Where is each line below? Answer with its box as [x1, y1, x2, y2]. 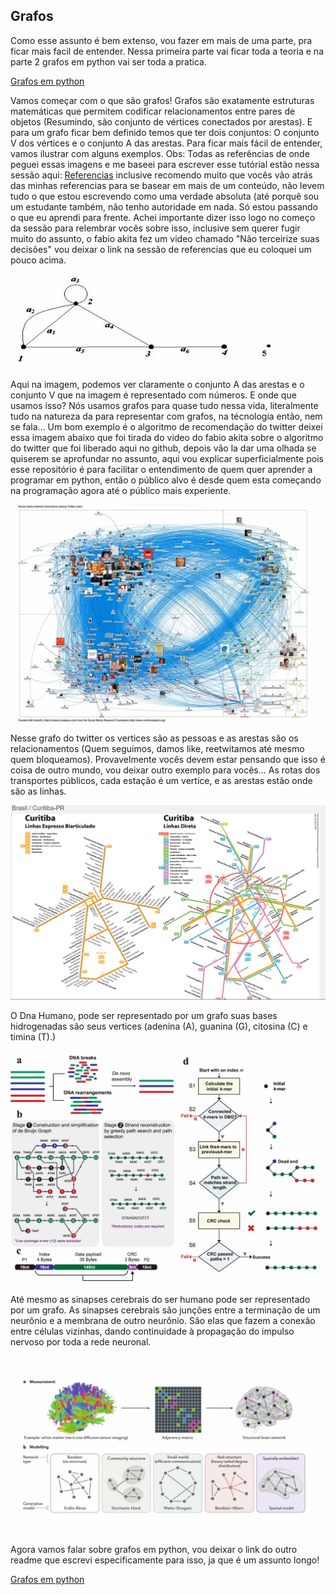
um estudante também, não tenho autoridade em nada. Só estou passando [10, 200, 318, 213]
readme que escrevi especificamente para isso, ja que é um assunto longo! [10, 1554, 320, 1566]
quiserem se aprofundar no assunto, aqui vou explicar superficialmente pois [10, 452, 324, 464]
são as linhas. [10, 785, 67, 798]
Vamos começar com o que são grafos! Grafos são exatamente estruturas [10, 94, 315, 106]
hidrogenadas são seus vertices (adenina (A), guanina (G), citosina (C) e [10, 1020, 308, 1033]
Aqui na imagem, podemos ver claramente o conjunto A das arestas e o [10, 378, 305, 390]
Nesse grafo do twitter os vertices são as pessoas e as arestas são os [10, 732, 299, 744]
